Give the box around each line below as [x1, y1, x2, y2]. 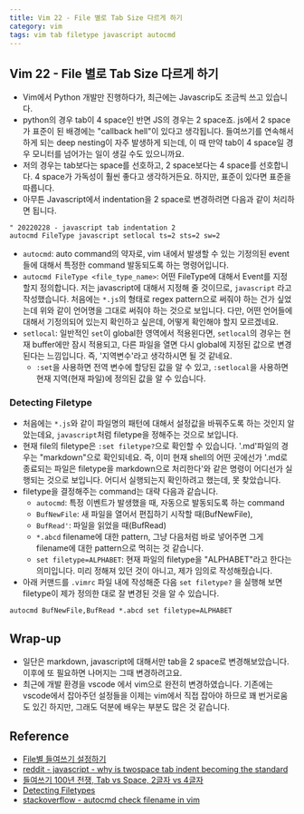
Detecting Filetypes [22, 785, 96, 796]
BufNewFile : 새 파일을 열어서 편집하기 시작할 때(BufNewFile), [35, 509, 253, 520]
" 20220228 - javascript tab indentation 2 [9, 223, 176, 232]
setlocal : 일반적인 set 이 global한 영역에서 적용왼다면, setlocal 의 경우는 [22, 328, 282, 338]
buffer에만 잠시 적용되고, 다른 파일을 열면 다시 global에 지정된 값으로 [32, 339, 276, 350]
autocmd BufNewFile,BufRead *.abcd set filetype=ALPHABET [9, 606, 233, 615]
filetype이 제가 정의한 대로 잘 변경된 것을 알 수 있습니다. [22, 588, 220, 599]
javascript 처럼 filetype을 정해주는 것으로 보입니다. [56, 429, 239, 440]
